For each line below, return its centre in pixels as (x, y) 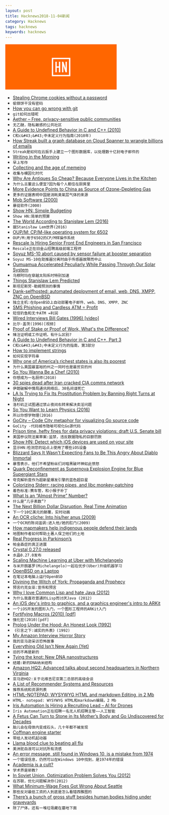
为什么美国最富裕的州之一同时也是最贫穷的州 (52, 367)
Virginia (20, 673)
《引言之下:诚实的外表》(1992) (41, 631)
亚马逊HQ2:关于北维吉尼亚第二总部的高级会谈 (53, 679)
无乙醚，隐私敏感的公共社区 (37, 125)
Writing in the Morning (36, 157)
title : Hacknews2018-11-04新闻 (37, 16)
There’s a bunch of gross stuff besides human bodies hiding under (82, 797)
